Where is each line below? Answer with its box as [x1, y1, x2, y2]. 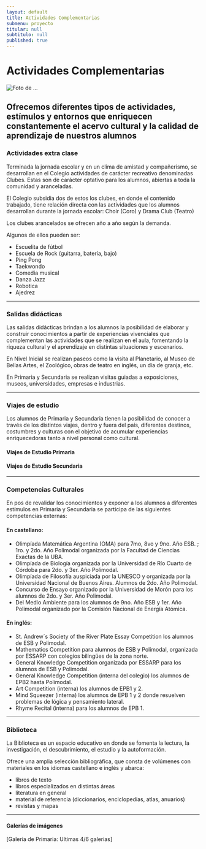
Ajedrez [15, 289, 36, 296]
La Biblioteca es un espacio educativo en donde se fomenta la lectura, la [6, 739, 190, 747]
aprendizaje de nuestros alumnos [6, 131, 137, 141]
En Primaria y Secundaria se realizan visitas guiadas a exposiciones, [6, 373, 179, 381]
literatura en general [15, 789, 67, 797]
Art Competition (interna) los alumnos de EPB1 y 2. [15, 685, 143, 692]
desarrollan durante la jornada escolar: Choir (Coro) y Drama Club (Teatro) [6, 207, 194, 215]
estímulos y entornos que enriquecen [6, 112, 153, 122]
